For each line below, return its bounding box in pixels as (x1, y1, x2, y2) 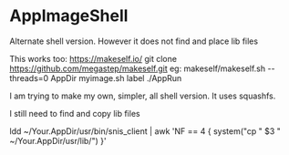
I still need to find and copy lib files (9, 108, 140, 119)
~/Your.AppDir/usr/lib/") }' (9, 135, 107, 146)
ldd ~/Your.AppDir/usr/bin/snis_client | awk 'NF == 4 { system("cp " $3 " (9, 125, 281, 137)
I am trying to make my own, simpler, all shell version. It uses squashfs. (9, 90, 276, 101)
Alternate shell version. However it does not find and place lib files (9, 36, 258, 46)
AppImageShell (9, 5, 129, 26)
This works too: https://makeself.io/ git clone (9, 53, 178, 64)
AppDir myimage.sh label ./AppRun (50, 72, 182, 83)
